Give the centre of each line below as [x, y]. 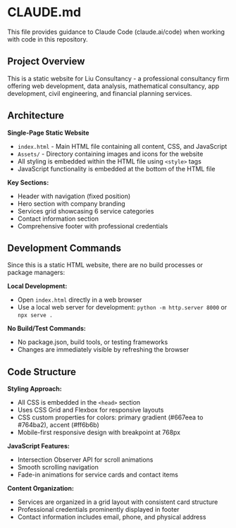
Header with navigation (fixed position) [74, 196]
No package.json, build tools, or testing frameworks [93, 342]
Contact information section [58, 219]
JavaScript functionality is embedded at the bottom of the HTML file [116, 168]
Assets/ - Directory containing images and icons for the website [110, 154]
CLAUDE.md [44, 12]
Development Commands [64, 248]
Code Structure [42, 372]
